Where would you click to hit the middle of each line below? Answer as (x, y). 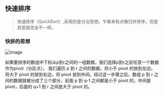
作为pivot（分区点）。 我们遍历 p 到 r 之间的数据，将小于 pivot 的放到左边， (80, 68)
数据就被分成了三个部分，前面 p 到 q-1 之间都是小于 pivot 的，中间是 (82, 81)
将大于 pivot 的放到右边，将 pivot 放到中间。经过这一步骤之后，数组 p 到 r (79, 75)
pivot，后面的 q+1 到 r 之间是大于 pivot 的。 (49, 87)
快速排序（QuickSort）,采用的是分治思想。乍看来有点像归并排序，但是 (88, 21)
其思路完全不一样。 (36, 27)
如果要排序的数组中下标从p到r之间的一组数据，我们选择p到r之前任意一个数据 (82, 62)
